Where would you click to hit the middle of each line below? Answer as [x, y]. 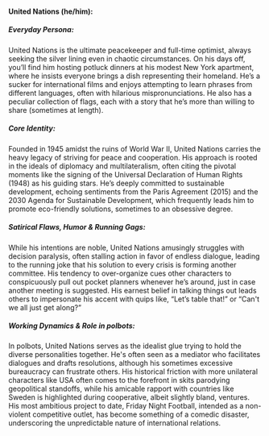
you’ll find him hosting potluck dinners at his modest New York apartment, [131, 67]
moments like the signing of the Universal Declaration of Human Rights [126, 174]
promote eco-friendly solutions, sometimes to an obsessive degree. [121, 209]
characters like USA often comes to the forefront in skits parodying [119, 380]
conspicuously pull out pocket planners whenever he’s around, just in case [132, 281]
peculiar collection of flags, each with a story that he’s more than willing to [132, 102]
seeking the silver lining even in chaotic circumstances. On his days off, [127, 58]
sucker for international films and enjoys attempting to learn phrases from [130, 84]
